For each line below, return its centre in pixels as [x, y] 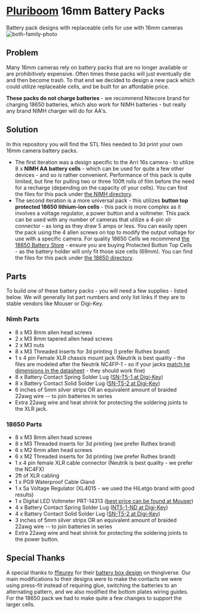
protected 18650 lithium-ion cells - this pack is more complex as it [98, 207]
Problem [22, 53]
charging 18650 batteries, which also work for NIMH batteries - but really [96, 104]
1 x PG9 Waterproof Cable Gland [55, 481]
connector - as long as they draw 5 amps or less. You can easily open [101, 225]
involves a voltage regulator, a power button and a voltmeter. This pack [102, 213]
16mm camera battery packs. [42, 151]
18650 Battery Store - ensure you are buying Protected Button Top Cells [103, 245]
